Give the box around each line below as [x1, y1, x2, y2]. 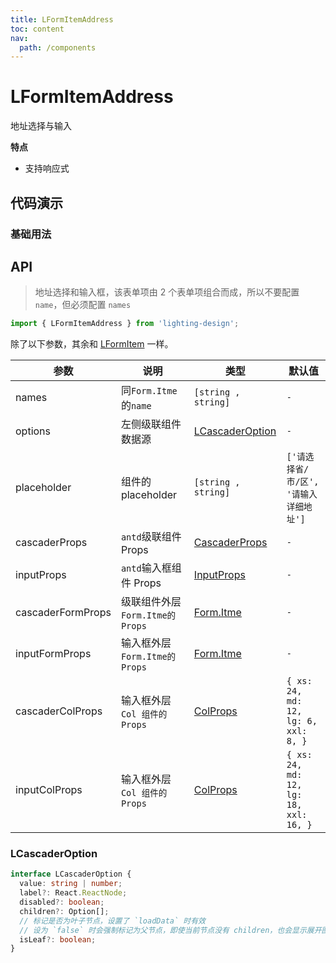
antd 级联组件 [120, 530, 182, 544]
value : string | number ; [19, 879, 123, 889]
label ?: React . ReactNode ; [19, 888, 128, 898]
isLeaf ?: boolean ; [19, 934, 97, 945]
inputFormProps [15, 647, 92, 661]
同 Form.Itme [120, 384, 178, 398]
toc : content [10, 24, 65, 34]
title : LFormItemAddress [10, 14, 114, 25]
